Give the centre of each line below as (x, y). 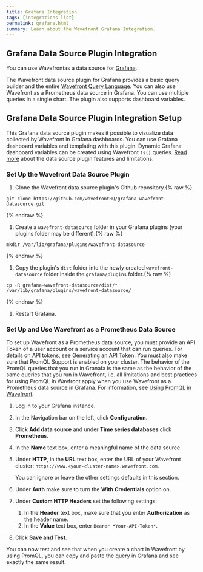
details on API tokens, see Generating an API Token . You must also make (97, 355)
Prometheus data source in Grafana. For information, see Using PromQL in (99, 388)
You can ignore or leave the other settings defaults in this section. (97, 478)
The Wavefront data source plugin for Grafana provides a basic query (93, 80)
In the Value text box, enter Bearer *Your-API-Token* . (91, 526)
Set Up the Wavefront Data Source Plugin (68, 174)
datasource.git (25, 204)
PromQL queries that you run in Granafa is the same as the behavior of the (99, 369)
